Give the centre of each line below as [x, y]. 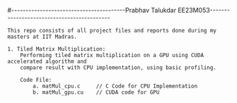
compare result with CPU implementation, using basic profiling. [118, 68]
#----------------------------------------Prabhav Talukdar [92, 10]
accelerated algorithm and [47, 61]
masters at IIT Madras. [42, 37]
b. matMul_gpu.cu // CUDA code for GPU [96, 92]
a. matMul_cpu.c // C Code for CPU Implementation [115, 86]
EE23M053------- [204, 10]
